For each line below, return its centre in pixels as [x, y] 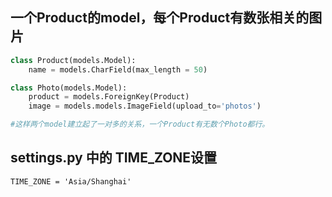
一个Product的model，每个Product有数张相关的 [160, 18]
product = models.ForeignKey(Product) [109, 97]
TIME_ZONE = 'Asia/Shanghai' [71, 181]
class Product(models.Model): [73, 60]
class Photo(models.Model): [69, 88]
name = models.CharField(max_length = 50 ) [118, 69]
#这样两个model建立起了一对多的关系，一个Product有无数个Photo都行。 [140, 124]
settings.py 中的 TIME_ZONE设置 [114, 158]
